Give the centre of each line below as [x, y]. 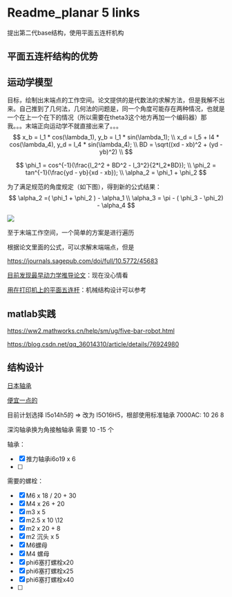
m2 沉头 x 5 [43, 536]
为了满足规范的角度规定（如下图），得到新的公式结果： [84, 187]
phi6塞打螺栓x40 [50, 579]
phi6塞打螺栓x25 [50, 571]
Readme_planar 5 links [74, 13]
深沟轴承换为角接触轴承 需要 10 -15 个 [60, 429]
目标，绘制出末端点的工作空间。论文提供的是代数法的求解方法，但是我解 [110, 100]
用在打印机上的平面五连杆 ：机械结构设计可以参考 [77, 290]
